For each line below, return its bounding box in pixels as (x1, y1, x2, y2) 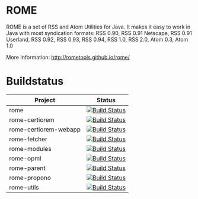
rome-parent (9, 164, 46, 172)
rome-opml (9, 154, 41, 162)
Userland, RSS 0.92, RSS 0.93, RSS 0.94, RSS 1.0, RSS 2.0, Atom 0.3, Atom (6, 36, 189, 43)
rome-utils (9, 183, 39, 191)
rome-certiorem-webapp (9, 125, 81, 134)
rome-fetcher (9, 135, 47, 143)
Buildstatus (6, 75, 64, 88)
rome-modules (9, 144, 52, 153)
